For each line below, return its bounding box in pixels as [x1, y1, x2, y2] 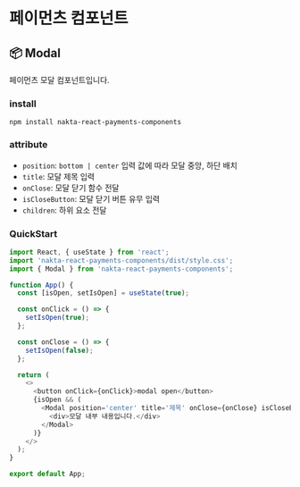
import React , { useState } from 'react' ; [9, 248, 170, 256]
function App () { [9, 281, 74, 290]
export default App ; [9, 470, 87, 479]
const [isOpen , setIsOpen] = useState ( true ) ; [17, 289, 190, 298]
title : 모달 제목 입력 [21, 171, 96, 181]
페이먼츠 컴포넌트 [9, 8, 129, 29]
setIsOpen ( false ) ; [25, 346, 94, 355]
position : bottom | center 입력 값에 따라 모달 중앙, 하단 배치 [21, 160, 238, 171]
